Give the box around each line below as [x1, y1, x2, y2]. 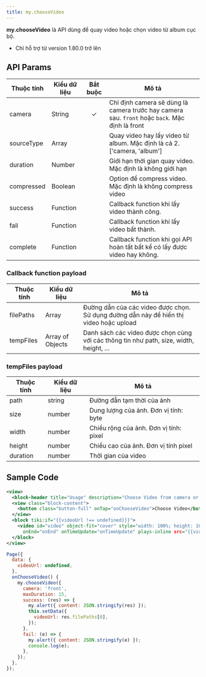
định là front [109, 121, 144, 130]
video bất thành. [109, 225, 156, 234]
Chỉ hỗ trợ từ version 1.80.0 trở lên [15, 44, 101, 52]
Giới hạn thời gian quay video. [109, 157, 194, 165]
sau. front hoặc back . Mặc [109, 114, 185, 122]
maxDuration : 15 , [22, 591, 67, 597]
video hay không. [109, 250, 159, 259]
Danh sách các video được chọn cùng [83, 328, 192, 337]
